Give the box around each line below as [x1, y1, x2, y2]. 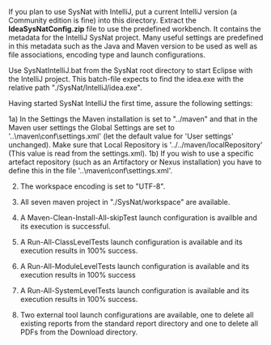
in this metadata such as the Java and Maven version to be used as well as [8, 41, 257, 51]
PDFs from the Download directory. [19, 327, 138, 337]
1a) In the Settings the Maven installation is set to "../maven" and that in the [8, 114, 258, 124]
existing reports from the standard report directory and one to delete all [19, 319, 259, 328]
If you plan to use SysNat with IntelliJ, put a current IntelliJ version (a [8, 7, 237, 16]
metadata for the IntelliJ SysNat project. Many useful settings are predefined [8, 32, 264, 42]
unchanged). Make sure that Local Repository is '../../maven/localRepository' [8, 140, 263, 149]
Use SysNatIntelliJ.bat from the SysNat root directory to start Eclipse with [8, 66, 253, 75]
